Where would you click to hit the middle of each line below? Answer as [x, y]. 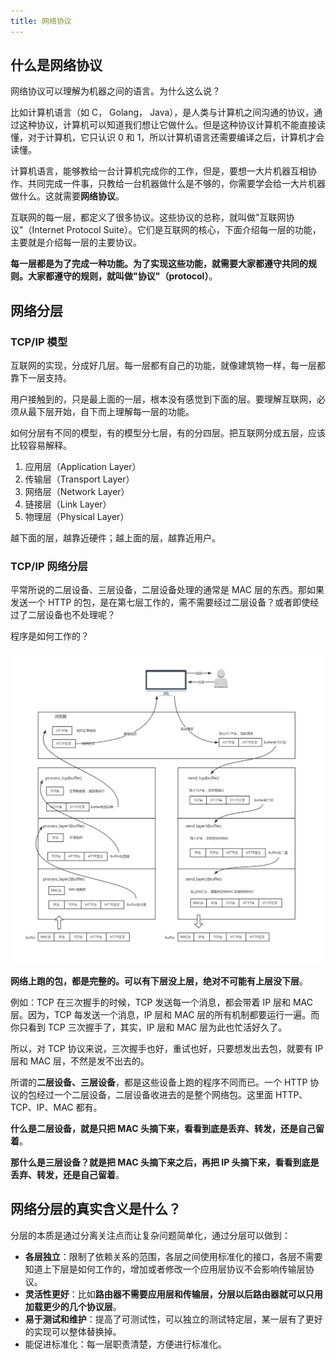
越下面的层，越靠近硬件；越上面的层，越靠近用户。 [115, 538]
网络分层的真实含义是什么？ [96, 1209]
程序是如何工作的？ [50, 636]
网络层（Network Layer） [77, 492]
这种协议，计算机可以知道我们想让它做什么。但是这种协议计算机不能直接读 [172, 125]
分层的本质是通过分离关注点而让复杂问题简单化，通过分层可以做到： [150, 1235]
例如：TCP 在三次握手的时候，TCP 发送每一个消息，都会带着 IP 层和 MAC [162, 1002]
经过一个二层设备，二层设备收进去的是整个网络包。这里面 [154, 1094]
